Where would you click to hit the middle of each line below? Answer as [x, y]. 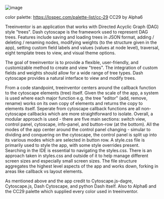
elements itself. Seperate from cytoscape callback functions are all [73, 109]
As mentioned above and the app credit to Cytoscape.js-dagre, [69, 181]
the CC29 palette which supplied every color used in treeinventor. [72, 191]
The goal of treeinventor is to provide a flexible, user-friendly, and [72, 62]
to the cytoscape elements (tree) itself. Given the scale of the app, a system [82, 93]
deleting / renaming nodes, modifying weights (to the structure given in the [81, 42]
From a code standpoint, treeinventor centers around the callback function [81, 88]
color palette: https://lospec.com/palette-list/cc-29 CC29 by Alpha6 [74, 17]
